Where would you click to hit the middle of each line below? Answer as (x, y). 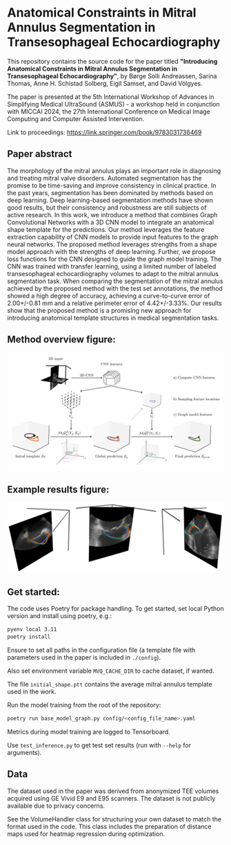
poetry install (29, 637)
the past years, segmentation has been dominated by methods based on (110, 192)
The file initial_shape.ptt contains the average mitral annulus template (110, 684)
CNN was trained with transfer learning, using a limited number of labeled (112, 266)
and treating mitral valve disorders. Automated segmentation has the (104, 178)
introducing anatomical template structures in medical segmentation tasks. (113, 318)
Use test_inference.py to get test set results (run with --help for (99, 745)
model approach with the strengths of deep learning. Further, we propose (111, 251)
